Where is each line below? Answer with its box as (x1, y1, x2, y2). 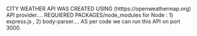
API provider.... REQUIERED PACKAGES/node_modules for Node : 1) (6, 11, 174, 19)
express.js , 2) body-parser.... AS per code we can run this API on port (6, 18, 181, 25)
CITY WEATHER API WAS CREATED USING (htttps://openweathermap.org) (6, 5, 192, 12)
